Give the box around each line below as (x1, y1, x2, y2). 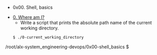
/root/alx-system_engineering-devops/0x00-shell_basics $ (5, 44, 129, 50)
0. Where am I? (12, 14, 45, 20)
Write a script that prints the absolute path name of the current (20, 20, 152, 25)
